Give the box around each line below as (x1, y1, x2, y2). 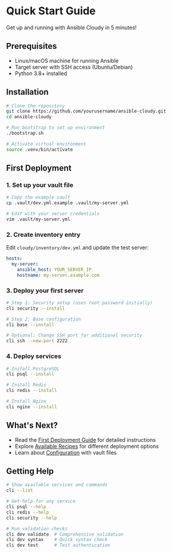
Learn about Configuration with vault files (14, 449, 117, 456)
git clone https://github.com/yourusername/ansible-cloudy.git (6, 109, 167, 115)
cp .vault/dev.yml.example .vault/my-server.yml (6, 200, 129, 206)
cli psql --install (6, 371, 55, 377)
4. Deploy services (6, 352, 61, 360)
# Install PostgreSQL (6, 366, 60, 372)
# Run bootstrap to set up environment (6, 125, 105, 131)
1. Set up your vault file (6, 181, 74, 189)
